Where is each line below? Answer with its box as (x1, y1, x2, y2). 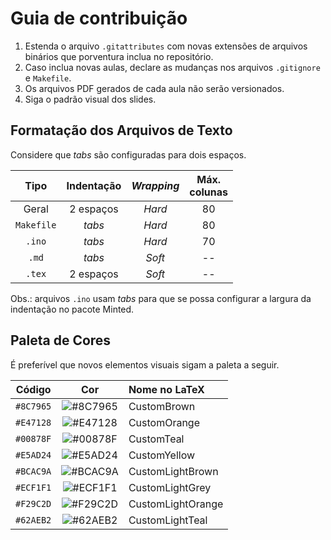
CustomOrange (128, 415, 200, 429)
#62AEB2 (15, 514, 52, 526)
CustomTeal (128, 432, 185, 446)
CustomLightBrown (128, 464, 219, 478)
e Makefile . (24, 72, 72, 84)
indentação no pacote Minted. (10, 303, 135, 315)
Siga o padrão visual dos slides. (24, 93, 157, 105)
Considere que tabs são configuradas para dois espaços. (10, 148, 247, 161)
